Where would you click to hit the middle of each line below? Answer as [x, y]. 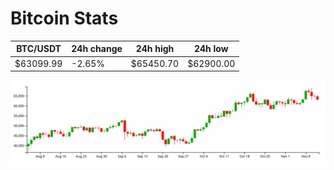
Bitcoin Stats [64, 18]
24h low [211, 49]
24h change [97, 49]
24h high [155, 49]
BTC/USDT [39, 49]
